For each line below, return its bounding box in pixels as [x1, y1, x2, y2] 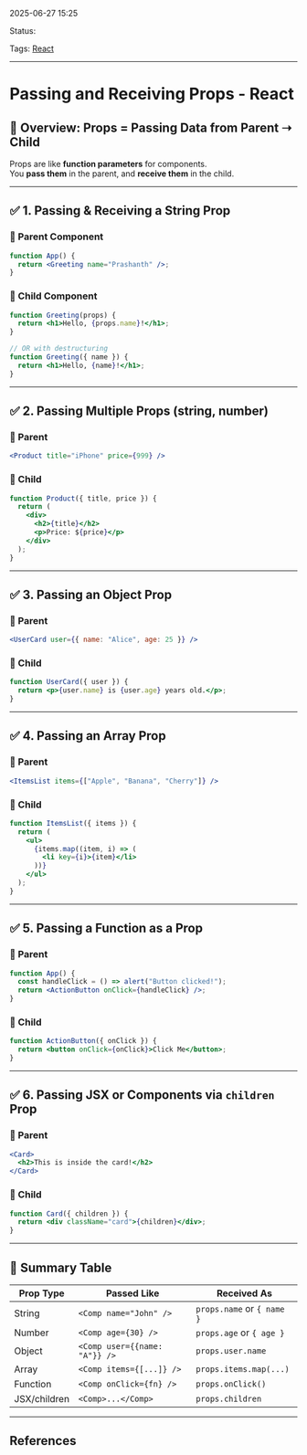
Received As [216, 1287, 272, 1300]
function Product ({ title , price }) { [9, 493, 157, 503]
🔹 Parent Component [9, 230, 104, 243]
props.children [196, 1393, 262, 1404]
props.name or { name [196, 1302, 285, 1314]
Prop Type [18, 1287, 66, 1300]
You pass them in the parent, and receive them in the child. [9, 168, 235, 179]
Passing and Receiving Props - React [9, 84, 295, 104]
